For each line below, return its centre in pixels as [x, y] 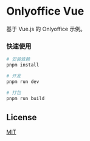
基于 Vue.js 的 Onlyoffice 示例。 [46, 29]
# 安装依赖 [18, 59]
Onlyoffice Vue [45, 11]
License [22, 117]
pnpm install [23, 65]
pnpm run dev [23, 81]
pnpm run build [26, 98]
